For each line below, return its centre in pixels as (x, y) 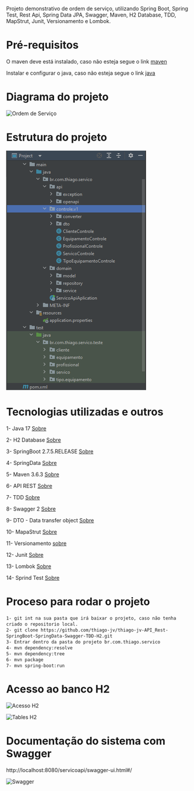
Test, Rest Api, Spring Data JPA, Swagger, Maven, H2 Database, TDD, (91, 15)
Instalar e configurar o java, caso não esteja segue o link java (81, 73)
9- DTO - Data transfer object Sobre (50, 520)
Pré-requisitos (42, 45)
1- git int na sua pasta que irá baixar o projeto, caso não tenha (91, 618)
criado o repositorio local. (42, 624)
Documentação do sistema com (86, 741)
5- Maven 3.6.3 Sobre (33, 474)
